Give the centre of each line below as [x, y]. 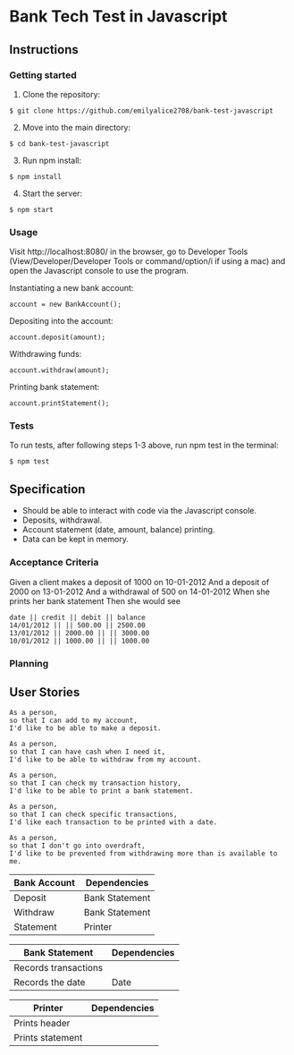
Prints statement [48, 1038]
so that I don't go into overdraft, [77, 846]
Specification [47, 489]
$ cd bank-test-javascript [59, 144]
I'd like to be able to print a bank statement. [101, 791]
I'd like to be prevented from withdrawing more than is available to [143, 854]
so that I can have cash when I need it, [88, 752]
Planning [29, 663]
